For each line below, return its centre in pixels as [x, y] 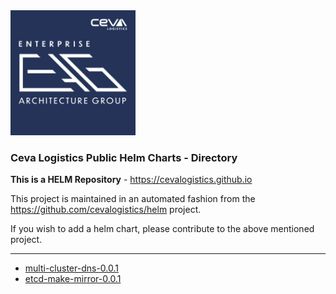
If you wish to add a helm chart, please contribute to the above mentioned [162, 229]
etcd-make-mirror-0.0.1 [73, 279]
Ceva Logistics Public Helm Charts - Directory [124, 157]
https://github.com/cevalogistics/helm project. [106, 210]
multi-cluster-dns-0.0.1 [71, 268]
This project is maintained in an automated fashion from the [133, 199]
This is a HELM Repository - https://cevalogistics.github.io [131, 180]
